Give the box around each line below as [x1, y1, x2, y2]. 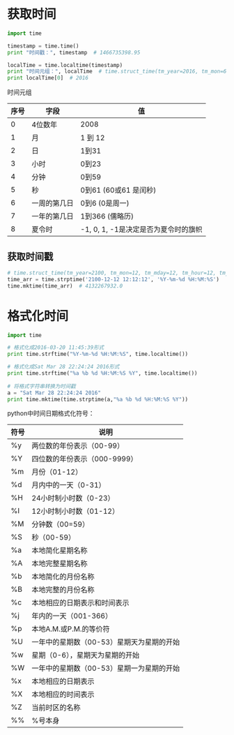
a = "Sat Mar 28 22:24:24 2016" [7, 389, 101, 396]
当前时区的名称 [31, 703, 81, 713]
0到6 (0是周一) [80, 198, 130, 208]
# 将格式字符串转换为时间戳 [7, 383, 77, 389]
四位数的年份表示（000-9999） [31, 454, 138, 464]
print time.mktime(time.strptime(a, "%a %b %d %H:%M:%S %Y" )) [7, 396, 189, 403]
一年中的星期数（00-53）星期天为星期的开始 [31, 637, 180, 647]
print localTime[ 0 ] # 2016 [7, 75, 89, 82]
